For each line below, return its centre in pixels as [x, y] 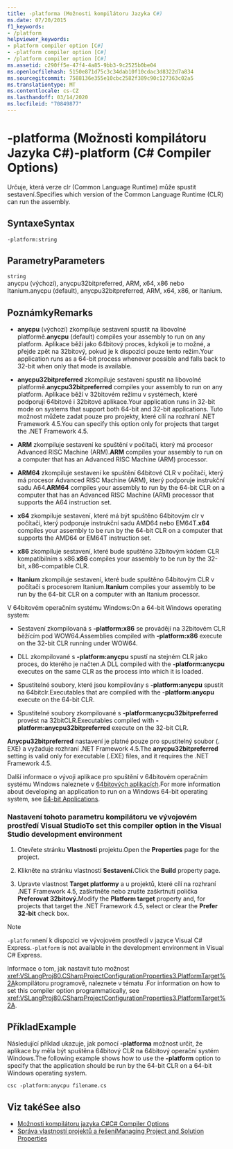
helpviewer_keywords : [38, 40]
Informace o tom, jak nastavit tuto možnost [68, 968]
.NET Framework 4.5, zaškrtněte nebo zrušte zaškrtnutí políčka [107, 891]
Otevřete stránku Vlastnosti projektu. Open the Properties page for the [118, 849]
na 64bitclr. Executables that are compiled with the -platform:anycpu [116, 692]
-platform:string [32, 239]
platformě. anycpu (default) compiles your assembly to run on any [111, 337]
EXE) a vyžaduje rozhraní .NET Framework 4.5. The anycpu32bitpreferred [113, 749]
